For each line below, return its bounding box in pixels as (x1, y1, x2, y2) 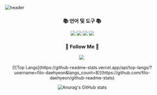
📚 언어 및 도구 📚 (63, 18, 102, 24)
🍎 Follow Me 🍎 (65, 43, 99, 50)
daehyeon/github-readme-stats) (49, 75, 115, 80)
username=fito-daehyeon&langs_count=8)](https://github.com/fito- (14, 70, 151, 76)
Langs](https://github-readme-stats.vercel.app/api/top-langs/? (25, 64, 153, 70)
